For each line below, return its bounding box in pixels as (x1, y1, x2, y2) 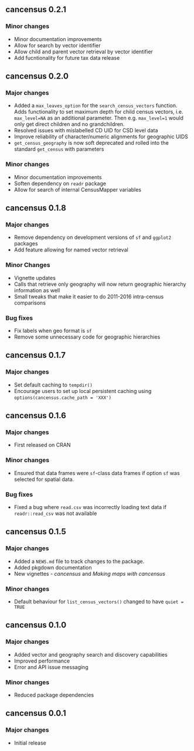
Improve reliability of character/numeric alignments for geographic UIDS (13, 133, 189, 140)
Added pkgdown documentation (13, 564, 92, 571)
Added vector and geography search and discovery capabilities (13, 651, 168, 658)
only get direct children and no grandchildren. (13, 121, 125, 128)
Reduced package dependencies (13, 691, 94, 698)
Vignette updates (13, 274, 56, 281)
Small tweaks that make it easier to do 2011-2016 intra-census (13, 293, 164, 300)
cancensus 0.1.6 (5, 411, 67, 421)
